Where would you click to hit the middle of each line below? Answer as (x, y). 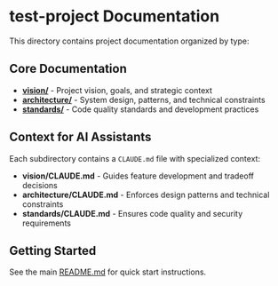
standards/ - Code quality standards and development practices (140, 109)
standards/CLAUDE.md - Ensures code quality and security (132, 213)
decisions (40, 185)
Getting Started (53, 250)
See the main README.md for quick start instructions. (108, 272)
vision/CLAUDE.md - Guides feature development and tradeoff (138, 176)
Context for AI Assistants (80, 137)
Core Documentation (68, 69)
